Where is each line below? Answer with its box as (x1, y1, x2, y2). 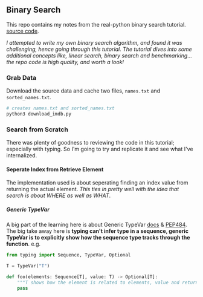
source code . (6, 27, 39, 34)
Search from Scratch (6, 125, 68, 134)
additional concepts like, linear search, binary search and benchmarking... (6, 51, 192, 59)
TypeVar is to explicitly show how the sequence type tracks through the (6, 234, 190, 241)
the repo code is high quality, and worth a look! (6, 58, 124, 65)
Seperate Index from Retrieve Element (6, 166, 104, 173)
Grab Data (6, 73, 37, 82)
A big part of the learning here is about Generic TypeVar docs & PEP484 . (6, 221, 187, 229)
